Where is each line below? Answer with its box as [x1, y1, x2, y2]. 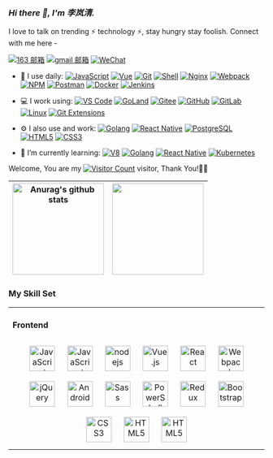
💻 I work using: [19, 96, 73, 106]
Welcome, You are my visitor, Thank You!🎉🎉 [8, 164, 209, 174]
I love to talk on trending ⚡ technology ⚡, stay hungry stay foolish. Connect [8, 27, 259, 37]
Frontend [12, 319, 49, 331]
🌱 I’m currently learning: [19, 148, 101, 158]
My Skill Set [8, 288, 56, 300]
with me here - [8, 38, 58, 48]
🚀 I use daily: [19, 71, 63, 81]
